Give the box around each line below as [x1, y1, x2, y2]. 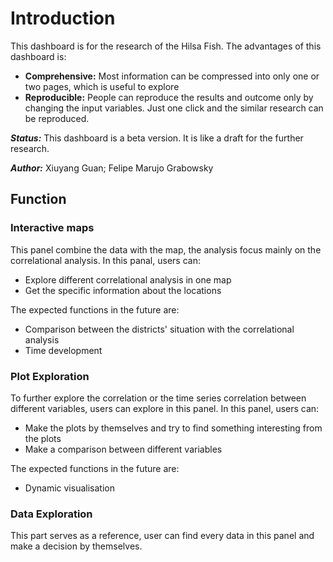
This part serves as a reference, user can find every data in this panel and [10, 530, 315, 542]
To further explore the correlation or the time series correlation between [10, 392, 307, 404]
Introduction [10, 7, 116, 30]
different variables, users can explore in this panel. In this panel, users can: [10, 402, 320, 414]
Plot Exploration [10, 369, 90, 383]
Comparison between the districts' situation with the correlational [24, 323, 295, 335]
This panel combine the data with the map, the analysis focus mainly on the [10, 243, 322, 256]
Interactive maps [10, 221, 95, 235]
